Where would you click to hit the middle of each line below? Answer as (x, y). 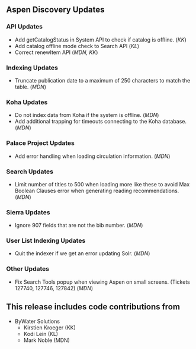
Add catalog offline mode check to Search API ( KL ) (77, 46)
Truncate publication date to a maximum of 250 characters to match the (102, 80)
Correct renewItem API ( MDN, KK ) (56, 52)
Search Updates (30, 172)
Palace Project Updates (41, 143)
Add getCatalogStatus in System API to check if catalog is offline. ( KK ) (100, 39)
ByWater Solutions (37, 321)
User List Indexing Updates (46, 241)
